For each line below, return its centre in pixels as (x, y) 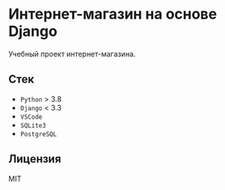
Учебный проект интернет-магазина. (72, 54)
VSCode (31, 117)
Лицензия (35, 159)
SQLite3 (33, 125)
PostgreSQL (38, 134)
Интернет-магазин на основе (112, 14)
